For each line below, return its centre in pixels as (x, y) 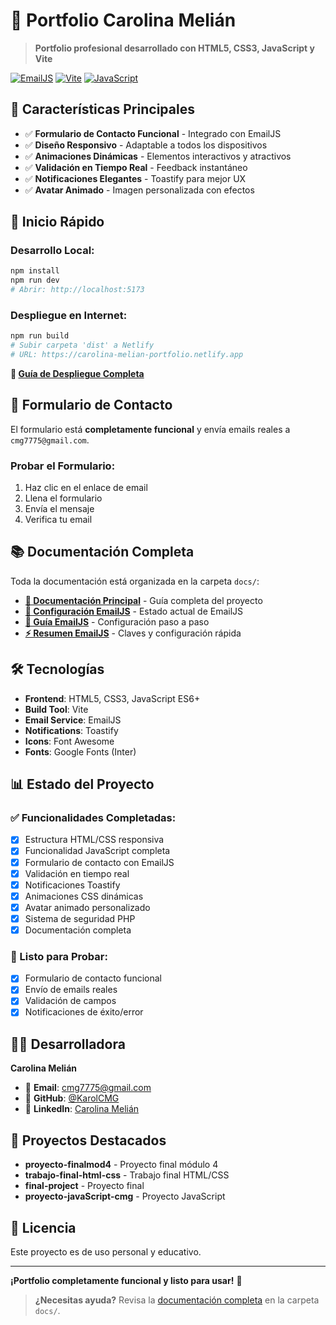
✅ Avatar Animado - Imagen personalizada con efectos (139, 190)
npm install (35, 271)
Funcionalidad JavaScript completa (97, 851)
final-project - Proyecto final (84, 1186)
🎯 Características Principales (102, 109)
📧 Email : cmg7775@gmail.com (88, 1088)
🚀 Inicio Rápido (57, 222)
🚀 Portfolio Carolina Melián (123, 20)
